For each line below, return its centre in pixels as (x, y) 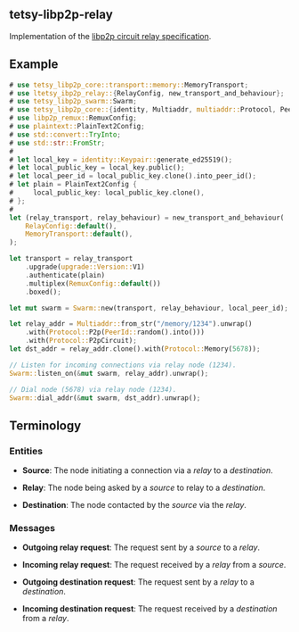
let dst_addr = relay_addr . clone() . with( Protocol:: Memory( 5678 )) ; (135, 349)
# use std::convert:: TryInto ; (65, 134)
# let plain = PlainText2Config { (73, 185)
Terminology (45, 425)
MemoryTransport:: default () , (79, 234)
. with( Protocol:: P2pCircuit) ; (81, 341)
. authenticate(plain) (65, 275)
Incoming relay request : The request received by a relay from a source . (154, 565)
